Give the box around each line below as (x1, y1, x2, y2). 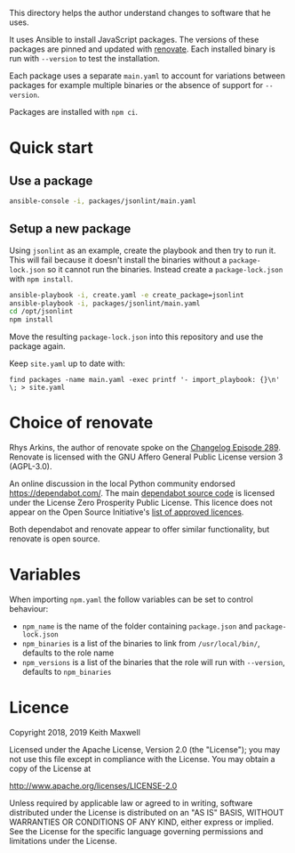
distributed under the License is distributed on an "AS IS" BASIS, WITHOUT (9, 808, 284, 817)
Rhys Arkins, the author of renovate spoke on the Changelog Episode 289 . (9, 443, 282, 453)
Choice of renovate (9, 413, 154, 433)
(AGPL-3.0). (9, 461, 52, 472)
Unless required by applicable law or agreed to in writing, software (9, 798, 253, 808)
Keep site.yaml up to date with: (9, 358, 126, 369)
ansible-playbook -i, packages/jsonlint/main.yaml (9, 298, 201, 308)
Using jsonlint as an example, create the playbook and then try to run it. (9, 245, 276, 256)
